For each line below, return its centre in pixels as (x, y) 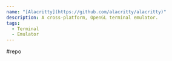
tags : (13, 23)
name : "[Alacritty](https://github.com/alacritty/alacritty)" (86, 12)
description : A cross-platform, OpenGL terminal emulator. (82, 18)
